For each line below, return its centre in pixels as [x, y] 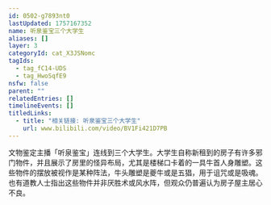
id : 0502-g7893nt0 [39, 16]
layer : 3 [23, 46]
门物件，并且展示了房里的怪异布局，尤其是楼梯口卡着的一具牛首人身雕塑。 [132, 162]
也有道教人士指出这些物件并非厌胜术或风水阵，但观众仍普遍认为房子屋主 [128, 182]
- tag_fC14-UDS [41, 69]
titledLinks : [30, 114]
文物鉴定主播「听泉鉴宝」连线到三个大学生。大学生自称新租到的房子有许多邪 [135, 152]
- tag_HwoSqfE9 [41, 76]
